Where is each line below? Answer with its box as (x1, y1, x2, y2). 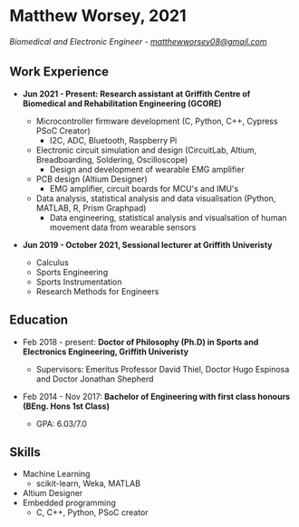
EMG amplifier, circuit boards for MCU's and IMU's (49, 183, 239, 194)
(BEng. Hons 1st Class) (22, 401, 111, 412)
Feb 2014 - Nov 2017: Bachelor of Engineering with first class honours (22, 391, 291, 402)
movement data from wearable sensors (49, 222, 197, 233)
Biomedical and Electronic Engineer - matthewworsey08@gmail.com (9, 35, 267, 46)
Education (9, 313, 69, 328)
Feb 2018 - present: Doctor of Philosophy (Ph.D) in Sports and (22, 336, 259, 347)
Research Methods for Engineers (35, 285, 159, 296)
